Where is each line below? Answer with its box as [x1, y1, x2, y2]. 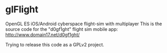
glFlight [5, 4, 39, 15]
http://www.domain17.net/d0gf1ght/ [5, 31, 80, 38]
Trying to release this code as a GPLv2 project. [5, 41, 104, 47]
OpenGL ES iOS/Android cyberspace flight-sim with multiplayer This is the [5, 21, 162, 27]
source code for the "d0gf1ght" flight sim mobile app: [5, 26, 118, 32]
